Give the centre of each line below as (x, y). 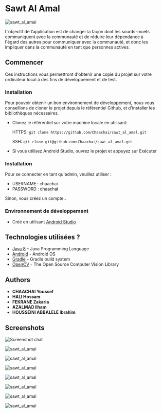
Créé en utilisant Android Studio (44, 222)
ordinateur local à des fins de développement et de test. (61, 79)
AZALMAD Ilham (29, 307)
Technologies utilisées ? (43, 237)
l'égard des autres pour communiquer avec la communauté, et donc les (77, 42)
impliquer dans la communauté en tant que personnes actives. (68, 47)
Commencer (24, 62)
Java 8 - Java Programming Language (50, 249)
